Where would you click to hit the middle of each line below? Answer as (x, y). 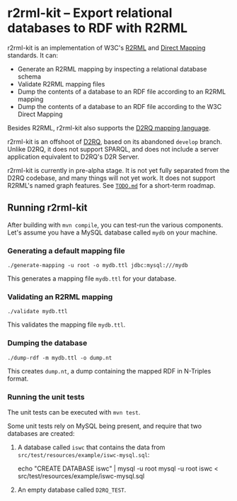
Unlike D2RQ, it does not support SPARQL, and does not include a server (113, 149)
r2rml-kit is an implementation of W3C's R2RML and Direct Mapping (106, 47)
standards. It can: (33, 55)
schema (29, 77)
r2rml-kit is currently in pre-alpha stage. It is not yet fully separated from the (118, 170)
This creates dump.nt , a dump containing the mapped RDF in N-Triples (109, 371)
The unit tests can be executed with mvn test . (74, 412)
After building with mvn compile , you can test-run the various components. (115, 225)
